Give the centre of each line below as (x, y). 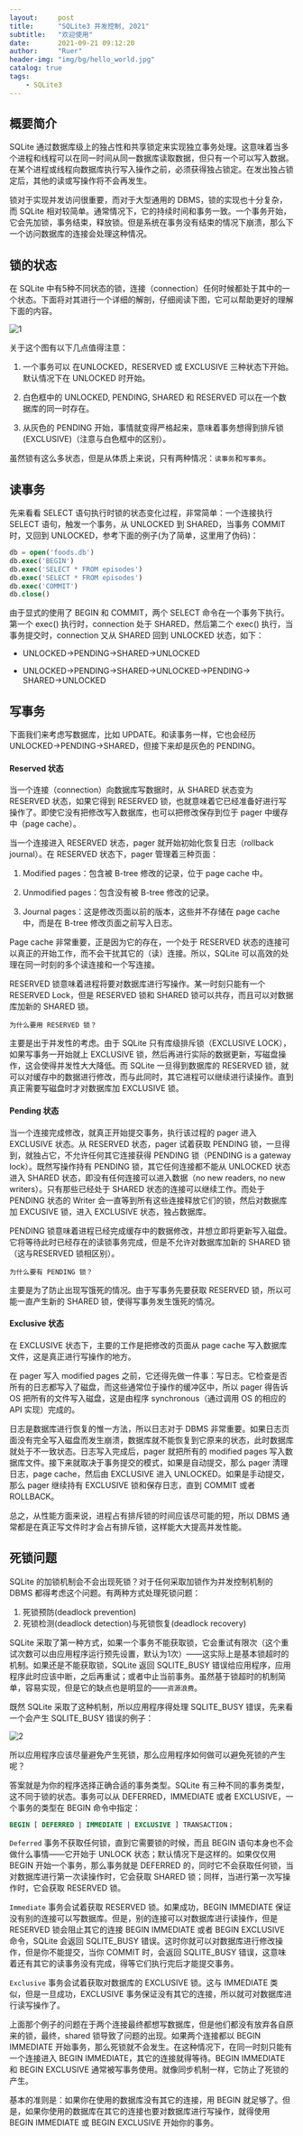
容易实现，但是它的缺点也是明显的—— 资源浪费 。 (114, 1688)
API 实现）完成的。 (45, 1410)
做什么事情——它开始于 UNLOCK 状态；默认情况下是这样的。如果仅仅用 (143, 1854)
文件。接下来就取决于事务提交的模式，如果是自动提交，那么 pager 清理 (156, 1462)
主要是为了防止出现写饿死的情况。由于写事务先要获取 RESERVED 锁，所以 (147, 1290)
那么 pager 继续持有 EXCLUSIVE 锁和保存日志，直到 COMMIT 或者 (133, 1484)
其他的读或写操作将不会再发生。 (92, 180)
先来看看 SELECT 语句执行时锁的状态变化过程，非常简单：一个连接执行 (141, 513)
